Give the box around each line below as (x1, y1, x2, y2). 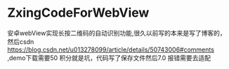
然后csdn (7, 37, 34, 46)
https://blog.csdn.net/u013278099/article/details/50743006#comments (7, 45, 214, 54)
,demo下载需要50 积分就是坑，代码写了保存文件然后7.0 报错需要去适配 (7, 54, 211, 62)
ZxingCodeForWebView (7, 5, 150, 21)
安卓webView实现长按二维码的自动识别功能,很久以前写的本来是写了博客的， (7, 29, 226, 37)
